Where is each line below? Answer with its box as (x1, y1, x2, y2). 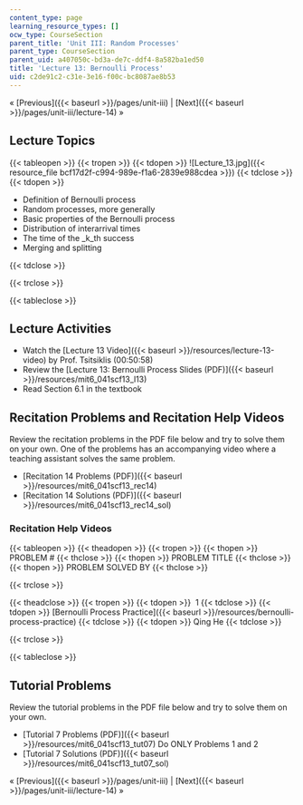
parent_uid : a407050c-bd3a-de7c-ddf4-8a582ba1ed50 (9, 55, 204, 64)
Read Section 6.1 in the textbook (22, 383, 143, 394)
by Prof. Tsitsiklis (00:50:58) (48, 354, 154, 365)
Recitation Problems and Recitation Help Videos (9, 410, 285, 425)
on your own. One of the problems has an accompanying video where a (9, 443, 277, 454)
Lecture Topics (9, 133, 96, 149)
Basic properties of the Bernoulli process (22, 213, 175, 224)
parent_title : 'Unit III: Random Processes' (9, 38, 180, 48)
